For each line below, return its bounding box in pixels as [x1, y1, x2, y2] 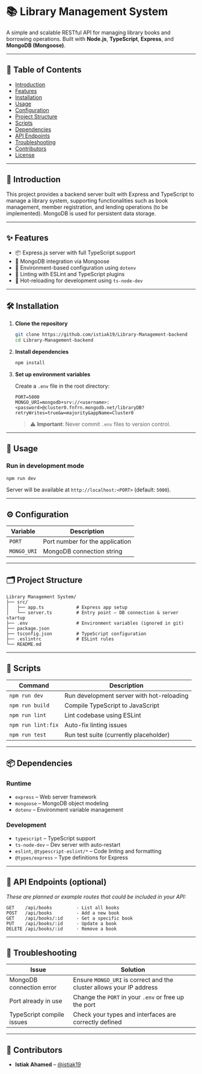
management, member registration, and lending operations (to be [6, 203, 168, 210]
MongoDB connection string [43, 547, 123, 555]
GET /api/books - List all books [6, 905, 120, 911]
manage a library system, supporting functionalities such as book [6, 197, 168, 204]
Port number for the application [43, 537, 132, 546]
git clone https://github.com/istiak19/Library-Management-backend [14, 332, 188, 338]
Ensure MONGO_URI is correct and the [73, 976, 174, 984]
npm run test [9, 731, 47, 738]
